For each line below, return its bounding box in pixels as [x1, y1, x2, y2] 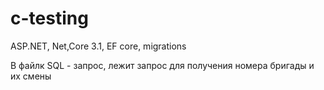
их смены [10, 70, 52, 82]
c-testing [10, 7, 89, 30]
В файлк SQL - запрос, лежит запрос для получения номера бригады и [10, 59, 315, 71]
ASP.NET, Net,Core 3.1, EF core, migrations [10, 40, 187, 52]
